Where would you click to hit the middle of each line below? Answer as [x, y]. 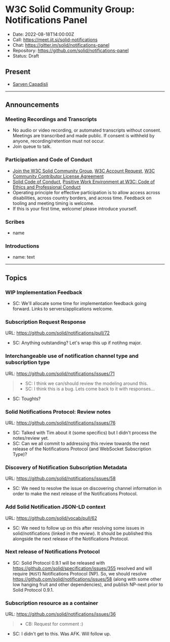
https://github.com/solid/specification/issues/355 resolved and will [82, 568]
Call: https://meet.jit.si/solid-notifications [55, 40]
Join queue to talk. [32, 146]
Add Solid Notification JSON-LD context [55, 507]
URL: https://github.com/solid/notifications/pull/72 [57, 333]
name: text [24, 257]
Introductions [22, 246]
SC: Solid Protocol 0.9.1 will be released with [59, 563]
